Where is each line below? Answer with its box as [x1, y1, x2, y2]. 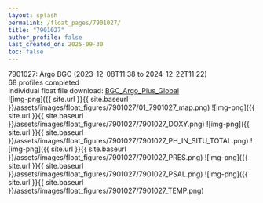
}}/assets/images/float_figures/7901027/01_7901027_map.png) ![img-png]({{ [8, 103, 255, 112]
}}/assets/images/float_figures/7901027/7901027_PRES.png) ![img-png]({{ [8, 153, 248, 161]
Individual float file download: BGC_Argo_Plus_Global [8, 86, 179, 95]
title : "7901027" [8, 26, 65, 34]
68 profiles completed [8, 78, 80, 87]
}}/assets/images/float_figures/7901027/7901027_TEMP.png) [8, 186, 204, 195]
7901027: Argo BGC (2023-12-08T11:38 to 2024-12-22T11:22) [8, 70, 208, 78]
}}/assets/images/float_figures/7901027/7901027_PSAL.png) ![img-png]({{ [8, 169, 249, 179]
